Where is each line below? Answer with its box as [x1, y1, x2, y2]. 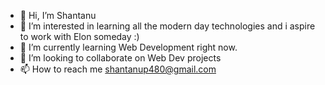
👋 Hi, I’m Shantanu [19, 10, 97, 21]
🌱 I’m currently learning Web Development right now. [19, 41, 238, 53]
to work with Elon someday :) [19, 31, 140, 42]
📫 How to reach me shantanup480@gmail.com [19, 63, 217, 75]
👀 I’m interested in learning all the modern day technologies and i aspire [19, 20, 316, 32]
